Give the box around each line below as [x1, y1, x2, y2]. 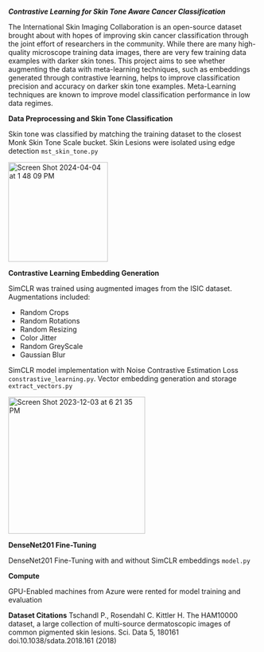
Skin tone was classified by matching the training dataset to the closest [8, 129, 242, 139]
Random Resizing [19, 324, 77, 334]
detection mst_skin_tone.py [8, 147, 99, 155]
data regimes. [8, 99, 53, 108]
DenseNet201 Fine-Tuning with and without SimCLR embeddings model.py [8, 556, 250, 565]
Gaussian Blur [19, 350, 66, 359]
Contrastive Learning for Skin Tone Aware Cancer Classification [8, 7, 226, 16]
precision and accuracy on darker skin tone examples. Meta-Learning [8, 81, 237, 91]
